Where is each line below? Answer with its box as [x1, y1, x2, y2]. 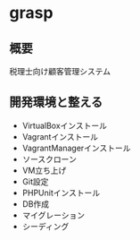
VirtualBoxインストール [21, 120, 108, 131]
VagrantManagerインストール [21, 142, 131, 153]
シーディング [21, 220, 70, 231]
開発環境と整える [9, 95, 103, 110]
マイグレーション [21, 210, 86, 220]
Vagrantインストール [21, 131, 98, 141]
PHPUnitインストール [21, 187, 101, 198]
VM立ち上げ [21, 165, 67, 176]
